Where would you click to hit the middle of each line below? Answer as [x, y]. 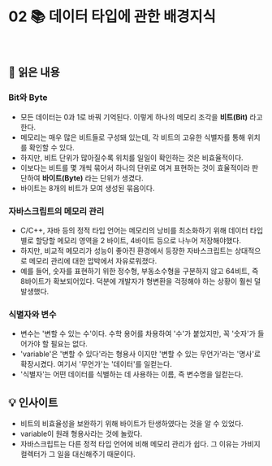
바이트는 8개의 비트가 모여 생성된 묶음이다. [88, 188]
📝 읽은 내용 [35, 73]
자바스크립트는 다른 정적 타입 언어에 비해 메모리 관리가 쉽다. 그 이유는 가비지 [140, 444]
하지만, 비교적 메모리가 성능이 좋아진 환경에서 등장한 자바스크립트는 [126, 250]
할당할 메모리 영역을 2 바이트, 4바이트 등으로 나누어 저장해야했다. [138, 240]
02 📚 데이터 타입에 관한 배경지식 [112, 17]
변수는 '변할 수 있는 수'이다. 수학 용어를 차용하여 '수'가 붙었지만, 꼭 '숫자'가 [138, 333]
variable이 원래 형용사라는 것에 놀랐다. [81, 434]
